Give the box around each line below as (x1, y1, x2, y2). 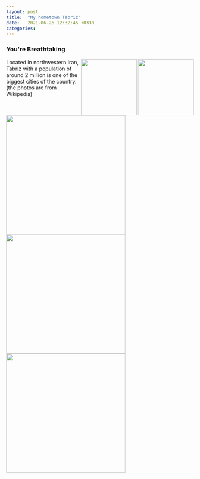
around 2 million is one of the (6, 71, 78, 78)
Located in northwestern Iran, (6, 58, 79, 66)
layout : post (6, 8, 39, 15)
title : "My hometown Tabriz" (6, 14, 82, 20)
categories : (6, 25, 36, 32)
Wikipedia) (6, 90, 33, 97)
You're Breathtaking (6, 45, 65, 54)
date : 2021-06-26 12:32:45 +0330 (6, 20, 95, 26)
